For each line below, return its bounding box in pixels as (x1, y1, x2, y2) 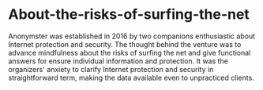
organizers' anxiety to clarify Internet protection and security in (8, 64, 214, 74)
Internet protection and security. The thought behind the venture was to (8, 39, 242, 49)
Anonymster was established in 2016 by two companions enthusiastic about (8, 31, 255, 41)
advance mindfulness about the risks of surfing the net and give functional (8, 48, 251, 57)
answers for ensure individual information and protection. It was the (8, 56, 229, 66)
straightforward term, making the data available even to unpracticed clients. (8, 73, 254, 82)
